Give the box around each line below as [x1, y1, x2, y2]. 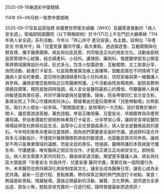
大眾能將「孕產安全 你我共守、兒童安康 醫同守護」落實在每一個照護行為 [9, 159, 153, 165]
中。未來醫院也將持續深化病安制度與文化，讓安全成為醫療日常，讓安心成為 [5, 166, 155, 171]
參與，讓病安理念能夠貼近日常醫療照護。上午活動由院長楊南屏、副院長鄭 [9, 80, 155, 86]
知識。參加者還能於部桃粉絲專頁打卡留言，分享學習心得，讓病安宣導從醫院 [9, 117, 159, 122]
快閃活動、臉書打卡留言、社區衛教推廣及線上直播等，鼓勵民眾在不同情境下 [5, 68, 155, 73]
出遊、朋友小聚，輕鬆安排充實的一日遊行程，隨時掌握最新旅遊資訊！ [5, 184, 142, 190]
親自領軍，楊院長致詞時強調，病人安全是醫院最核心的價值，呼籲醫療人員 [9, 86, 155, 92]
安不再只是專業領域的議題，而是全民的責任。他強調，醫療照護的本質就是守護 [5, 141, 159, 147]
